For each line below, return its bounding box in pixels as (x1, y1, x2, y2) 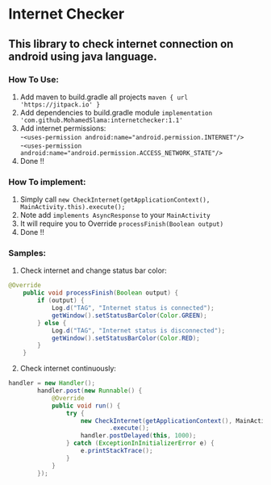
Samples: (8, 248, 47, 259)
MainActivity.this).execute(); (19, 203, 126, 211)
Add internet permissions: (19, 123, 106, 133)
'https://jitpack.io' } (19, 100, 101, 109)
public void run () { (51, 401, 121, 410)
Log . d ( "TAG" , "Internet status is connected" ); (51, 304, 215, 312)
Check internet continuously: (19, 364, 117, 374)
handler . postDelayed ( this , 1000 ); (80, 432, 197, 440)
